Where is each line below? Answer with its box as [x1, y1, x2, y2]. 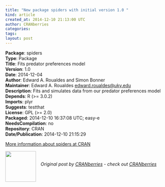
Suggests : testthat [5, 104, 45, 110]
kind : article [5, 12, 36, 17]
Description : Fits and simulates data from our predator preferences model [5, 88, 161, 94]
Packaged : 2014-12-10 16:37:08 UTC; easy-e [5, 115, 100, 121]
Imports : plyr [5, 98, 33, 104]
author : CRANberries [5, 21, 49, 27]
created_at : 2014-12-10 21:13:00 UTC [5, 17, 86, 22]
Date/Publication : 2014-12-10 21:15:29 [5, 131, 87, 137]
